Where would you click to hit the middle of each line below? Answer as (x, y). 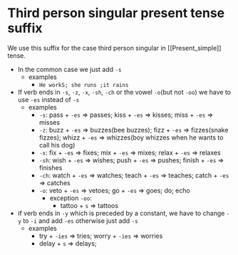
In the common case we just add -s (69, 69)
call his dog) (57, 145)
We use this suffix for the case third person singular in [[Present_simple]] (114, 48)
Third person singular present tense (116, 13)
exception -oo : (71, 198)
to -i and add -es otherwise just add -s (80, 220)
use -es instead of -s (48, 99)
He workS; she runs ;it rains (84, 85)
